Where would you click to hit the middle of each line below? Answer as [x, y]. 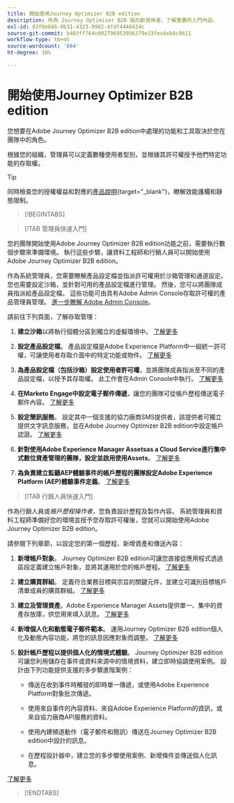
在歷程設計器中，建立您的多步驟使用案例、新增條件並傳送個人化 [119, 755]
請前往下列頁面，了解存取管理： [53, 316]
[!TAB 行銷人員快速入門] [58, 496]
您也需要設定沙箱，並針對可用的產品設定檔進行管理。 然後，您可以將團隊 [112, 284]
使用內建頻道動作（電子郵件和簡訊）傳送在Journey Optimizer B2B [122, 731]
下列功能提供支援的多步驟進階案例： [81, 670]
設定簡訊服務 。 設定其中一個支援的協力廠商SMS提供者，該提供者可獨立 [119, 416]
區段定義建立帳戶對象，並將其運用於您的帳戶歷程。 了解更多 [103, 566]
